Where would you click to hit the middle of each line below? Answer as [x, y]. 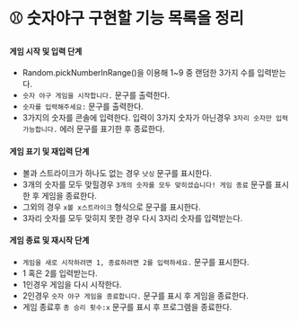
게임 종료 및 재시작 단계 [49, 240]
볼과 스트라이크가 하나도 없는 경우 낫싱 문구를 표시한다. [117, 173]
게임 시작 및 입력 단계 [46, 51]
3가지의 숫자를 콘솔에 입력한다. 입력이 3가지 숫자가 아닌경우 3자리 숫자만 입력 [155, 118]
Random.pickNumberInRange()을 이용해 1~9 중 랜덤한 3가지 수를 [139, 73]
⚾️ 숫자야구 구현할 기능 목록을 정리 [127, 18]
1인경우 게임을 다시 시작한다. [72, 284]
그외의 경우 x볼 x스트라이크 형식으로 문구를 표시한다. [111, 207]
